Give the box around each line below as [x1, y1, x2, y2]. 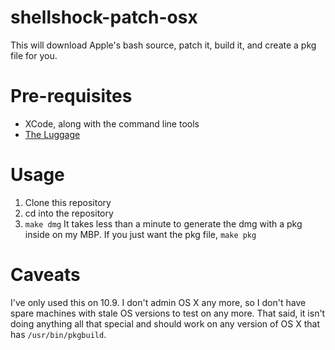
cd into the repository [24, 207, 114, 219]
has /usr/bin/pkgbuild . [10, 328, 107, 340]
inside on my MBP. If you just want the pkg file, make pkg [24, 228, 257, 240]
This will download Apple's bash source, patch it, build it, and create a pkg [10, 39, 317, 51]
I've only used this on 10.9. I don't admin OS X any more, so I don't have [10, 296, 307, 308]
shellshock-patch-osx [10, 6, 198, 29]
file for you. [10, 49, 58, 61]
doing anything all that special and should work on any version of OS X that [10, 317, 320, 330]
